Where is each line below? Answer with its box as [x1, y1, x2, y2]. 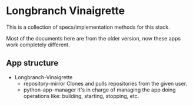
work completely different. [6, 41, 70, 48]
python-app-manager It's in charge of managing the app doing [23, 86, 176, 93]
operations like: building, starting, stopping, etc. [23, 92, 139, 99]
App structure [6, 58, 59, 68]
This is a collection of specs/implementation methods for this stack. [6, 23, 171, 31]
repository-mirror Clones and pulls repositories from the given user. [23, 80, 187, 87]
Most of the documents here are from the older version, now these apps [6, 35, 181, 42]
